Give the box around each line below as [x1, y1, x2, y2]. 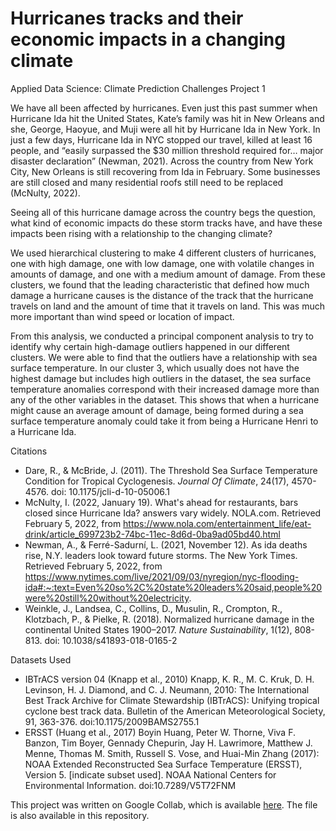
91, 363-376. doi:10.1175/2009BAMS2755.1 [24, 715, 200, 727]
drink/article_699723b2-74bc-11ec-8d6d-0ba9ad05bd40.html [24, 528, 281, 540]
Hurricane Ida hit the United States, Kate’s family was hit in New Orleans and [10, 112, 325, 124]
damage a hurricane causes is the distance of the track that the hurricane [10, 289, 314, 301]
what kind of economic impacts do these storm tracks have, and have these [10, 217, 323, 229]
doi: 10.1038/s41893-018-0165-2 [44, 634, 178, 646]
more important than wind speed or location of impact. [10, 310, 235, 322]
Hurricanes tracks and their [10, 7, 244, 30]
